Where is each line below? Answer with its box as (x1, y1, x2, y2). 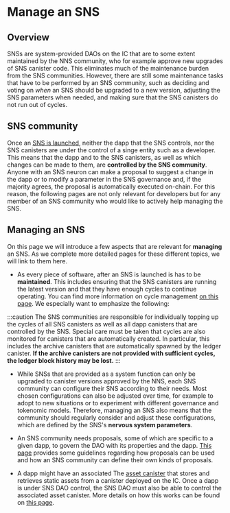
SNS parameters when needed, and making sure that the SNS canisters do (7, 93, 218, 102)
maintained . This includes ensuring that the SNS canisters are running (16, 277, 217, 285)
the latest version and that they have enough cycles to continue (16, 285, 197, 293)
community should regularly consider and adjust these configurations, (16, 413, 216, 422)
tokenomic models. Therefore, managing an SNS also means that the (16, 406, 212, 414)
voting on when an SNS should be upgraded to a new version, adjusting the (7, 86, 221, 94)
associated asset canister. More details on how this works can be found (16, 491, 220, 499)
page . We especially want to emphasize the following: (16, 299, 170, 307)
